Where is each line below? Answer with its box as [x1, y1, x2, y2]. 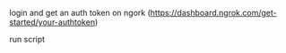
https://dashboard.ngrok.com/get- [150, 8, 277, 18]
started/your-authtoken [9, 17, 96, 27]
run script [9, 34, 46, 44]
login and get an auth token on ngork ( [9, 8, 151, 18]
